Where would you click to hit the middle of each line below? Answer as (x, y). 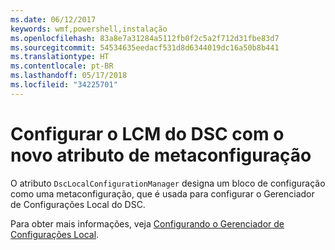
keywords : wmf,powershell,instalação (89, 29)
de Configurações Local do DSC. (78, 204)
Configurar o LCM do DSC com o (147, 133)
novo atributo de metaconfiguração (161, 155)
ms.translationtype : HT (60, 57)
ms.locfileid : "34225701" (64, 85)
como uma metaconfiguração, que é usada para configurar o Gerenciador (162, 193)
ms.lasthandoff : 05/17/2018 (69, 76)
